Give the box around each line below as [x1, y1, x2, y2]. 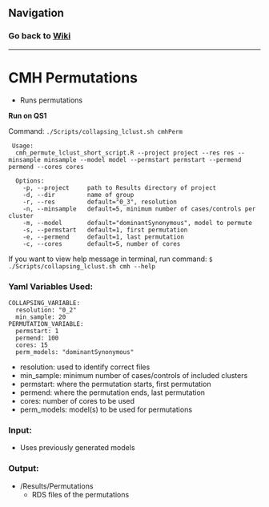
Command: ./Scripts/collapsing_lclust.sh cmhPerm [8, 126, 183, 135]
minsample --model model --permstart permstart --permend [43, 155, 242, 163]
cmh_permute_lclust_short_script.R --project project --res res [15, 148, 235, 157]
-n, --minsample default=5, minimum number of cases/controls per [22, 204, 256, 213]
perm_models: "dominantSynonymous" [15, 348, 134, 356]
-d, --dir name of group [22, 191, 134, 199]
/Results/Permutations [19, 481, 94, 491]
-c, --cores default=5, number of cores [22, 239, 181, 247]
